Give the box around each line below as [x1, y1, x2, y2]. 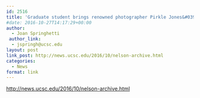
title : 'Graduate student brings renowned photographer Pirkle [6, 14, 167, 20]
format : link [6, 69, 39, 75]
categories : [6, 58, 36, 64]
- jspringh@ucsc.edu [11, 42, 62, 48]
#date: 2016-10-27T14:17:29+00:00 [6, 19, 92, 25]
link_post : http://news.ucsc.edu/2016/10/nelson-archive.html [6, 53, 164, 58]
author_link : [8, 36, 42, 42]
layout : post [6, 47, 39, 53]
